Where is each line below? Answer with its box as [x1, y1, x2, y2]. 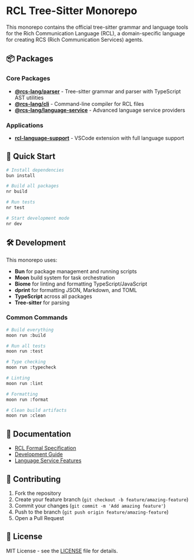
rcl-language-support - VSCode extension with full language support [14, 134, 185, 142]
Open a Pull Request [14, 514, 65, 521]
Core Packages [6, 75, 51, 83]
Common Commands [6, 313, 68, 321]
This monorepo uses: [6, 256, 58, 263]
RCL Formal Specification [14, 445, 76, 452]
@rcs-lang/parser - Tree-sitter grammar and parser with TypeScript [14, 88, 181, 95]
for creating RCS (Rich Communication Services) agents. [6, 36, 144, 43]
